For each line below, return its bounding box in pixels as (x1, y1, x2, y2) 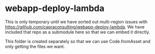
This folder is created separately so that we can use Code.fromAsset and (5, 38, 151, 44)
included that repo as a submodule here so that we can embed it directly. (5, 29, 151, 35)
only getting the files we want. (5, 43, 65, 49)
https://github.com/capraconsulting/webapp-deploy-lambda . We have (5, 24, 145, 29)
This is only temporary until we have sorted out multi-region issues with (5, 19, 148, 25)
